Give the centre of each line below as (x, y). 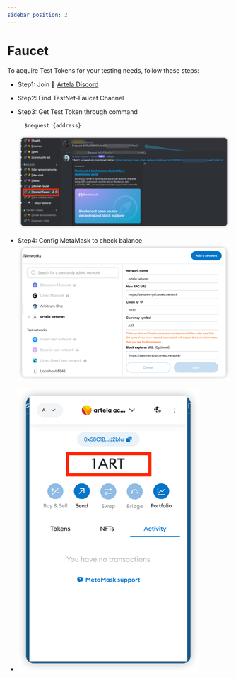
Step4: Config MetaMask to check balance (80, 240)
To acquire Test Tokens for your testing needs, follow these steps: (104, 70)
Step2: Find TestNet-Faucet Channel (71, 98)
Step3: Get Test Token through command (77, 111)
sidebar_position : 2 (38, 15)
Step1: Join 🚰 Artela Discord (58, 84)
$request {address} (53, 125)
